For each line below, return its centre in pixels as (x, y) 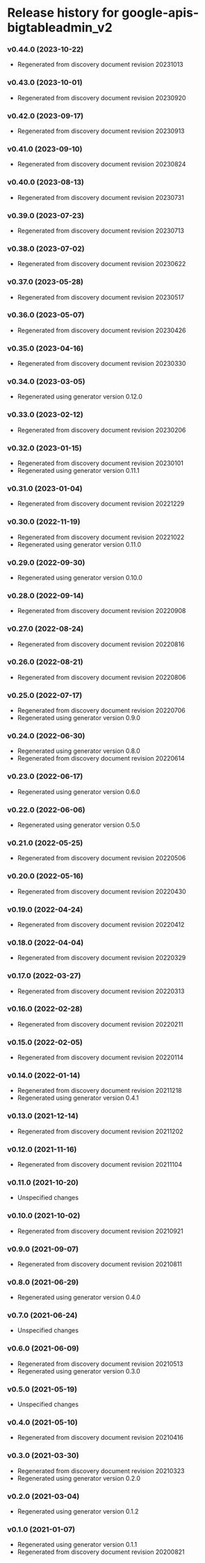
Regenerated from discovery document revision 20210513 (100, 1364)
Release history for (63, 13)
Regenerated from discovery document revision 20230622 (101, 264)
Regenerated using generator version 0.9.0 (79, 718)
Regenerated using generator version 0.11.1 (79, 471)
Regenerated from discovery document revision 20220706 (101, 710)
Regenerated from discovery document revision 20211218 (99, 1091)
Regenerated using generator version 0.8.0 (79, 751)
